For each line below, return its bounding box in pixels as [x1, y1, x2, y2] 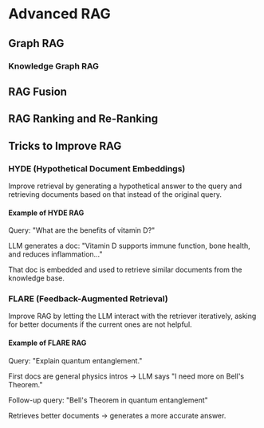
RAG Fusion [8, 84, 68, 98]
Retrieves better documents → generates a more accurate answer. [8, 410, 227, 420]
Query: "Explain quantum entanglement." [8, 355, 143, 365]
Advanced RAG [8, 5, 111, 23]
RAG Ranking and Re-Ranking [8, 112, 158, 126]
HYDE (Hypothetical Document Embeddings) [8, 163, 186, 174]
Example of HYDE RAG [8, 208, 85, 218]
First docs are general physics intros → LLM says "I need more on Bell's [8, 371, 245, 381]
